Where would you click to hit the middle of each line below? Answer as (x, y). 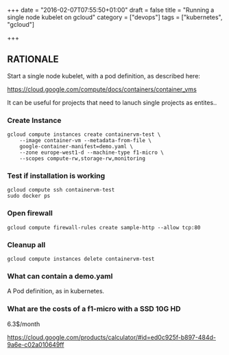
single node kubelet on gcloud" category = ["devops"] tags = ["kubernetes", (115, 17)
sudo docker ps (29, 196)
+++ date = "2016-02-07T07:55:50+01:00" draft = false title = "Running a (111, 10)
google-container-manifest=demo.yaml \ (76, 147)
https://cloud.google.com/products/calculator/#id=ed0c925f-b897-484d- (111, 337)
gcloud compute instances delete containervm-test (81, 259)
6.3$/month (24, 324)
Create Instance (34, 120)
